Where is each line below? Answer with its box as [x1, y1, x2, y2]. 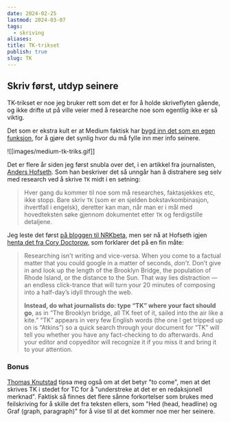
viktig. [7, 113, 25, 121]
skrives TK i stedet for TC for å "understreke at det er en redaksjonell [7, 385, 203, 393]
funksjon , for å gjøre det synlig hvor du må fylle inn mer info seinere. [7, 133, 200, 142]
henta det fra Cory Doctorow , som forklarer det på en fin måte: [7, 238, 184, 246]
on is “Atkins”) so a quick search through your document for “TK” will [23, 323, 220, 331]
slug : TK [7, 55, 32, 62]
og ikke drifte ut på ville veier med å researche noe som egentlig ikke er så [7, 106, 218, 114]
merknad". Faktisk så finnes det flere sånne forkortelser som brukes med [7, 392, 214, 401]
